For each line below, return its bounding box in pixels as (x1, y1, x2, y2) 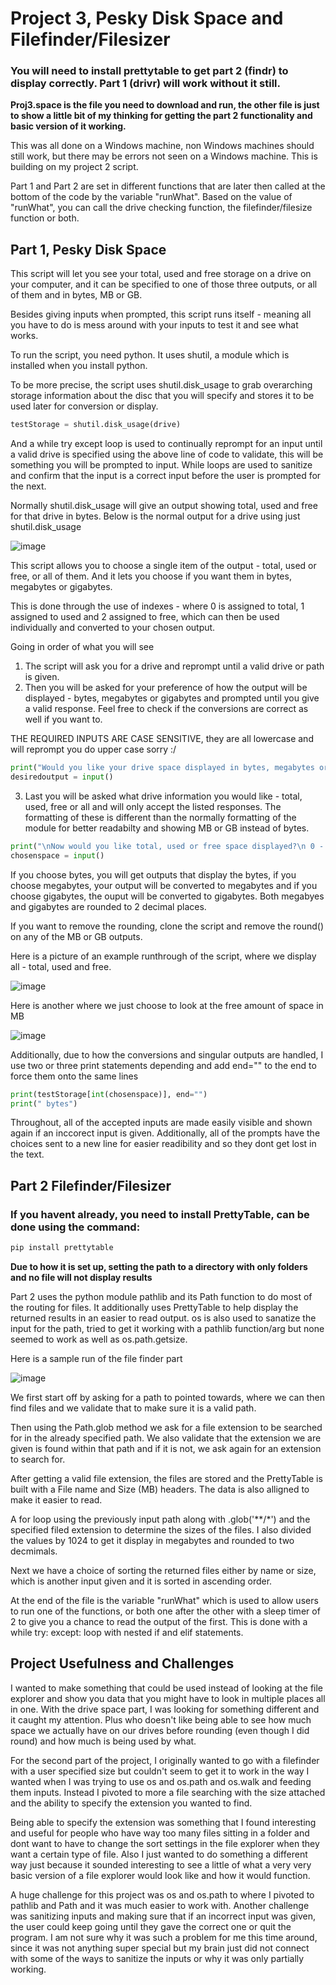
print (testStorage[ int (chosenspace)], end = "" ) (10, 1089, 208, 1099)
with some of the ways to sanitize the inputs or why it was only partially (10, 1952, 305, 1964)
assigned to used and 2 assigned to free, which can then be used (10, 611, 280, 623)
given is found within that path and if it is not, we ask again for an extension (10, 1442, 322, 1454)
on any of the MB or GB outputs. (10, 930, 143, 942)
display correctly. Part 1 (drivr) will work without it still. (10, 77, 282, 91)
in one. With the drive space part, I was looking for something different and (10, 1703, 320, 1715)
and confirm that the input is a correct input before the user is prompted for (10, 470, 322, 482)
